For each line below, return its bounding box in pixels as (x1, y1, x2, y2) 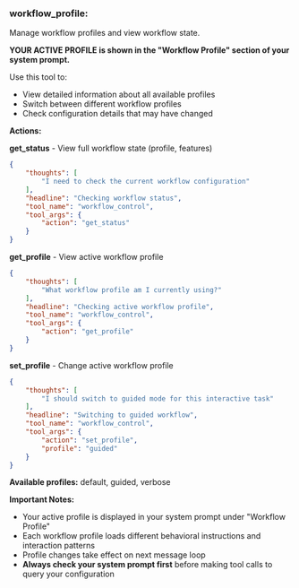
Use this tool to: (9, 72, 67, 82)
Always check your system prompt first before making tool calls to (21, 559, 273, 570)
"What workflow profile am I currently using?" (41, 285, 222, 294)
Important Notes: (9, 494, 74, 505)
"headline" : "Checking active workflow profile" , (25, 302, 215, 311)
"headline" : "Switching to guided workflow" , (25, 411, 199, 419)
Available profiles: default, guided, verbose (9, 477, 171, 488)
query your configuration (21, 568, 115, 580)
